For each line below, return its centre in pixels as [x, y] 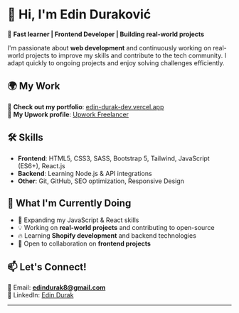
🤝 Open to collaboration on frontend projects [84, 243]
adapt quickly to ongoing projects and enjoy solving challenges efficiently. [116, 62]
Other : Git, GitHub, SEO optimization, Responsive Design [101, 181]
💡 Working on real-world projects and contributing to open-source [116, 228]
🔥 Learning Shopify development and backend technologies [107, 236]
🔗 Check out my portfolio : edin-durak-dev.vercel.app [86, 106]
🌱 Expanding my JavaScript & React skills [78, 220]
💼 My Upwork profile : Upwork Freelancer [68, 114]
